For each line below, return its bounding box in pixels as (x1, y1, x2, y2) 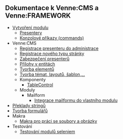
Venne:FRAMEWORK (5, 12, 71, 20)
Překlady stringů (12, 102, 46, 108)
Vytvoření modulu (12, 24, 49, 30)
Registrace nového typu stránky (19, 50, 85, 56)
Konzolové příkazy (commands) (19, 35, 84, 41)
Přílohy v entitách (19, 61, 55, 67)
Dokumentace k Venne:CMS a (5, 4, 99, 12)
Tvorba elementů (19, 66, 55, 72)
